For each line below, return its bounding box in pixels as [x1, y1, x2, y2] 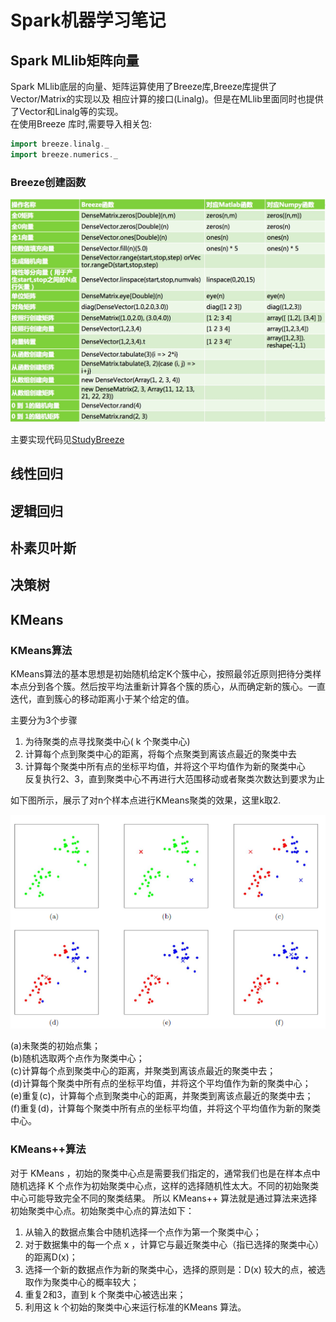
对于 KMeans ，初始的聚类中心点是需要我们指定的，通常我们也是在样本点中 [10, 1167, 321, 1179]
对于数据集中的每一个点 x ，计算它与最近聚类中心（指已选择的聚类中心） [24, 1238, 325, 1250]
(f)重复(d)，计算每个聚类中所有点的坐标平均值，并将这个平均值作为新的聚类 [10, 1102, 322, 1115]
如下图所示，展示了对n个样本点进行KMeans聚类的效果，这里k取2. [10, 794, 282, 806]
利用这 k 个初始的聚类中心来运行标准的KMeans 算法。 [24, 1301, 247, 1313]
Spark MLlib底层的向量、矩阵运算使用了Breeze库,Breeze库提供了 [10, 81, 278, 92]
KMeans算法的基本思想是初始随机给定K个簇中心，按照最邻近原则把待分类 [10, 668, 313, 680]
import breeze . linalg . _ [10, 139, 110, 149]
